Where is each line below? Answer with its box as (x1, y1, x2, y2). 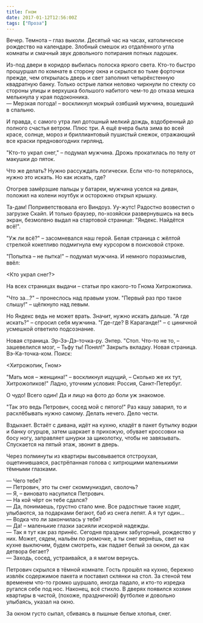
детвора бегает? (6, 548, 50, 555)
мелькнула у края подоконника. (6, 93, 90, 101)
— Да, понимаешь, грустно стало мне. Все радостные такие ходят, (6, 503, 181, 510)
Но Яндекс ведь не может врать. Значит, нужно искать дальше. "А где (6, 312, 190, 320)
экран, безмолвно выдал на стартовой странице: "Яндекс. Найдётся (6, 216, 185, 224)
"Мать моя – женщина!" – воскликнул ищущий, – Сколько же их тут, (6, 374, 182, 381)
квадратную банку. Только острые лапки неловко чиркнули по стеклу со (6, 81, 196, 88)
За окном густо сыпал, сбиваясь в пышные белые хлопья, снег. (6, 610, 171, 618)
